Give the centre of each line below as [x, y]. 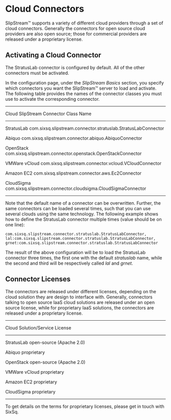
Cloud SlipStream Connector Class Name [48, 114]
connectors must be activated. [37, 73]
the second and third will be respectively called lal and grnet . [69, 263]
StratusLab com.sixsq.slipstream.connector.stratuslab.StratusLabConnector [85, 128]
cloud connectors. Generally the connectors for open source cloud [75, 28]
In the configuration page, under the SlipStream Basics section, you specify [85, 82]
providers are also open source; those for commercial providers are [76, 34]
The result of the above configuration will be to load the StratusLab [76, 252]
